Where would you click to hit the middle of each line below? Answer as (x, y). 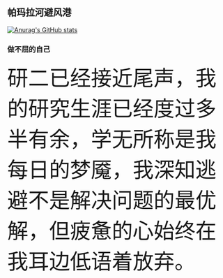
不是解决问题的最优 (123, 200)
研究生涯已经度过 (112, 109)
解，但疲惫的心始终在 (112, 231)
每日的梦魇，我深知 (102, 170)
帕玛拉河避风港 (39, 13)
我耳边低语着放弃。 (102, 261)
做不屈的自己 (29, 49)
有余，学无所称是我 (123, 139)
